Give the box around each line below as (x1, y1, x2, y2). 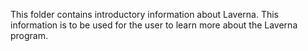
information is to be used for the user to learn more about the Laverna (10, 19, 298, 31)
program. (10, 30, 49, 41)
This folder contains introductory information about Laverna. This (10, 9, 280, 20)
